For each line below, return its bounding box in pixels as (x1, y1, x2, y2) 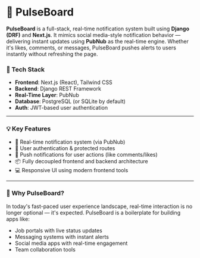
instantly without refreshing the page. (6, 50, 98, 57)
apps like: (6, 215, 30, 222)
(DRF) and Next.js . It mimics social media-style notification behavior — (6, 31, 181, 38)
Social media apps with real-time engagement (14, 240, 128, 247)
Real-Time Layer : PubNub (14, 92, 79, 99)
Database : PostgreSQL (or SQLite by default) (14, 98, 126, 105)
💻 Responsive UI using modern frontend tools (14, 166, 129, 173)
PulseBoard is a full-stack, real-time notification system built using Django (6, 25, 189, 32)
